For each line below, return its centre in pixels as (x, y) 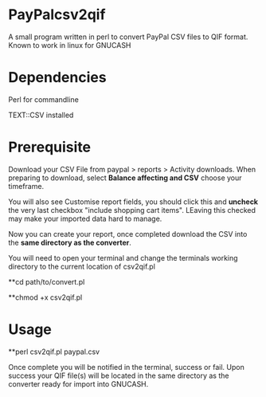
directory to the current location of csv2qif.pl (82, 266)
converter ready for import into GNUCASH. (78, 383)
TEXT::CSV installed (41, 115)
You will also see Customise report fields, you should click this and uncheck (133, 202)
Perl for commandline (44, 99)
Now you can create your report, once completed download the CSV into (128, 234)
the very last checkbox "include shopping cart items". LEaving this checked (132, 210)
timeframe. (26, 186)
